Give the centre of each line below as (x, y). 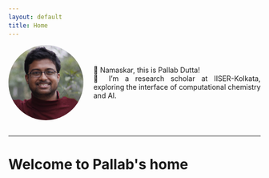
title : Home (28, 25)
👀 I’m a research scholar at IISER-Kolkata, (177, 78)
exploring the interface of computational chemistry (177, 87)
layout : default (35, 17)
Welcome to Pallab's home (98, 164)
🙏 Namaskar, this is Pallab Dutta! (147, 70)
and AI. (105, 95)
